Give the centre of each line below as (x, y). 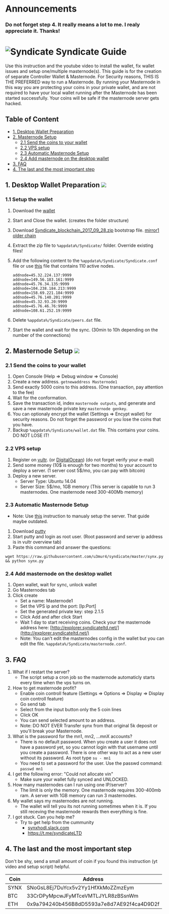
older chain (24, 235)
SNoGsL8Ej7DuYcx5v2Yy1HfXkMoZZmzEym (81, 887)
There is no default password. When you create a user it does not (88, 742)
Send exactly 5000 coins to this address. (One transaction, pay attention (88, 387)
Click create (25, 595)
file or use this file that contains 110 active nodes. (64, 266)
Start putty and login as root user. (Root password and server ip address (88, 536)
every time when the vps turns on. (56, 682)
